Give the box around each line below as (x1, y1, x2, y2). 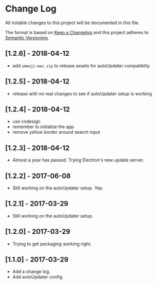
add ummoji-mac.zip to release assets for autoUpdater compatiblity (12, 62, 150, 68)
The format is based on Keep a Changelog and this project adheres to (5, 29, 149, 35)
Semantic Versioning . (5, 35, 49, 41)
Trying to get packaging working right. (12, 241, 91, 247)
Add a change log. (12, 268, 50, 274)
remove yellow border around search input (12, 129, 100, 135)
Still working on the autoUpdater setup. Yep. (12, 185, 104, 191)
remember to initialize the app (12, 124, 74, 130)
